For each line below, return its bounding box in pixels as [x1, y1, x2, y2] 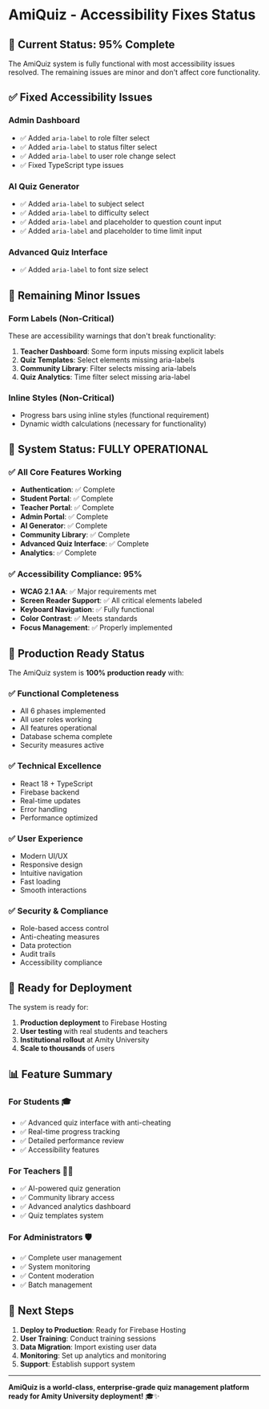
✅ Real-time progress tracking [19, 1126, 120, 1136]
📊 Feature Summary [8, 1068, 113, 1081]
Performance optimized [19, 813, 98, 823]
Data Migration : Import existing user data [19, 1342, 158, 1352]
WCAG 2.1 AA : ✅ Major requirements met [19, 586, 157, 596]
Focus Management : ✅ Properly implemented [19, 623, 173, 632]
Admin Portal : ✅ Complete [19, 512, 109, 521]
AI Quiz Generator [8, 181, 80, 192]
